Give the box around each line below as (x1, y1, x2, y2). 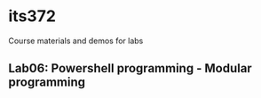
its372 (8, 6, 57, 26)
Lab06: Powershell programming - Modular (8, 61, 252, 76)
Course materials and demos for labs (8, 35, 144, 46)
